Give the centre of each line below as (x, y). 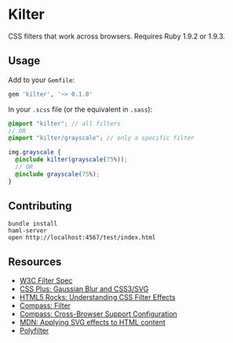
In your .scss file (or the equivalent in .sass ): (80, 109)
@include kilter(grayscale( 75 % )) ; (71, 160)
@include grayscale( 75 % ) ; (58, 174)
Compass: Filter (45, 306)
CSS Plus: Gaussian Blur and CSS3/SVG (84, 289)
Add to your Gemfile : (42, 79)
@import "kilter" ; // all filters (65, 123)
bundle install (33, 224)
